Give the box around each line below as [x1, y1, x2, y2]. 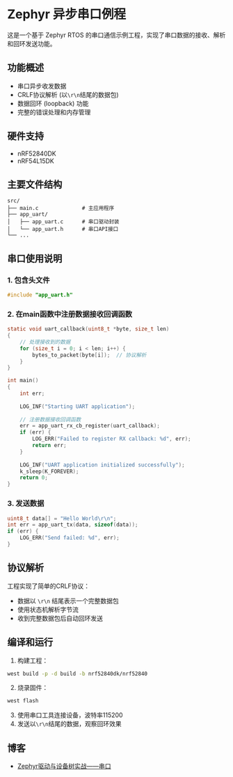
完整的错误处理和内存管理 [17, 107, 91, 116]
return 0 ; [19, 474, 49, 481]
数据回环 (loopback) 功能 [17, 99, 89, 107]
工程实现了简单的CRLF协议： [7, 582, 90, 590]
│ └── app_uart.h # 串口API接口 [7, 226, 119, 233]
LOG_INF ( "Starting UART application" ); [19, 402, 136, 410]
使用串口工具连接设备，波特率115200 [17, 711, 123, 719]
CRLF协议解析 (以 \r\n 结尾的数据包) [17, 90, 120, 98]
